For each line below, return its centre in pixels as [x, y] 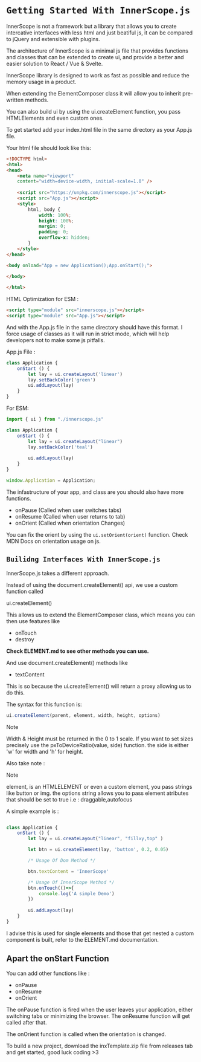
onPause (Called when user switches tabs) [68, 510]
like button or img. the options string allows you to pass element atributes [97, 793]
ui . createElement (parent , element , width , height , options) [84, 715]
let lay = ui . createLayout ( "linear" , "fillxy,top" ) [96, 839]
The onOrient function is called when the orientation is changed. [86, 1034]
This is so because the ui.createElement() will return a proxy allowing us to [99, 686]
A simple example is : [33, 811]
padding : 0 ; [53, 232]
